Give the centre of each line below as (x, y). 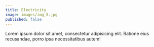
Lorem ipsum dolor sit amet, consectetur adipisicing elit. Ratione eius (77, 34)
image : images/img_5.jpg (31, 15)
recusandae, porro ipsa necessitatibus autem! (53, 39)
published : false (24, 19)
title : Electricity (26, 10)
